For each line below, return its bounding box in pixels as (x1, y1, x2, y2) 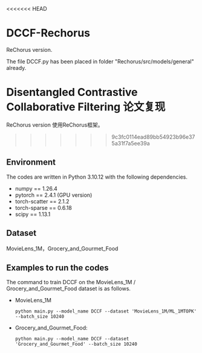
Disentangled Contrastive (6, 86, 138, 99)
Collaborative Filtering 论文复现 (6, 100, 166, 114)
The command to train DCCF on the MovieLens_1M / (6, 279, 136, 286)
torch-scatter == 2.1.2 (15, 197, 70, 205)
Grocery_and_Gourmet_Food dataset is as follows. (6, 285, 131, 292)
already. (6, 64, 27, 71)
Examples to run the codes (6, 262, 109, 273)
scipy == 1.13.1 (15, 211, 51, 218)
